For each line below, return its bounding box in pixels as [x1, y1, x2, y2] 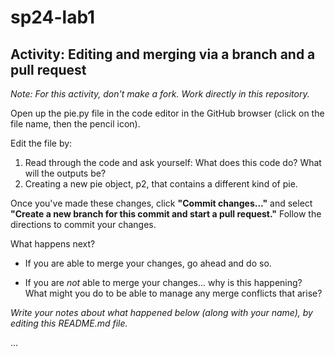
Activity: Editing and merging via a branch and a [10, 46, 316, 63]
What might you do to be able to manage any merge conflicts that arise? [24, 287, 323, 299]
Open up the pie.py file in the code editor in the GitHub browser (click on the [10, 107, 325, 119]
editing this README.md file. [10, 317, 128, 329]
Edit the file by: [10, 137, 73, 149]
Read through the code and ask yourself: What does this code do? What [24, 157, 322, 168]
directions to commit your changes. [10, 219, 157, 230]
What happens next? [10, 238, 96, 250]
